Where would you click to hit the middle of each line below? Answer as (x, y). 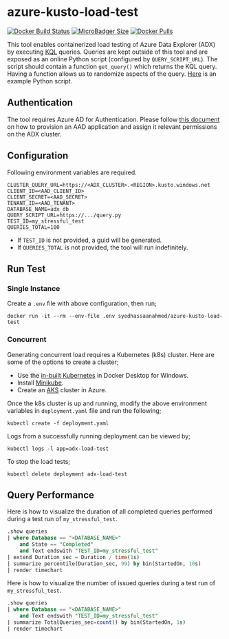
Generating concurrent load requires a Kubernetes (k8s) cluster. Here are (111, 354)
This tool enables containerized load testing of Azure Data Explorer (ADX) (111, 44)
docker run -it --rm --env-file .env (61, 316)
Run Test (26, 268)
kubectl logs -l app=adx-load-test (58, 449)
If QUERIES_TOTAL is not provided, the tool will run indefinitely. (102, 247)
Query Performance (51, 495)
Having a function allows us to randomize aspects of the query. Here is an (112, 74)
